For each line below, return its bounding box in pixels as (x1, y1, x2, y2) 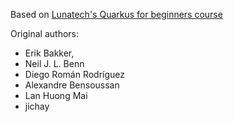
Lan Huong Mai (24, 90, 88, 101)
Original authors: (10, 28, 80, 39)
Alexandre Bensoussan (24, 79, 120, 91)
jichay (24, 100, 50, 112)
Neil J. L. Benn (24, 58, 85, 69)
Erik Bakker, (24, 47, 75, 59)
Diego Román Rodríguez (24, 69, 126, 80)
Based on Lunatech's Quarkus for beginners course (10, 9, 223, 20)
